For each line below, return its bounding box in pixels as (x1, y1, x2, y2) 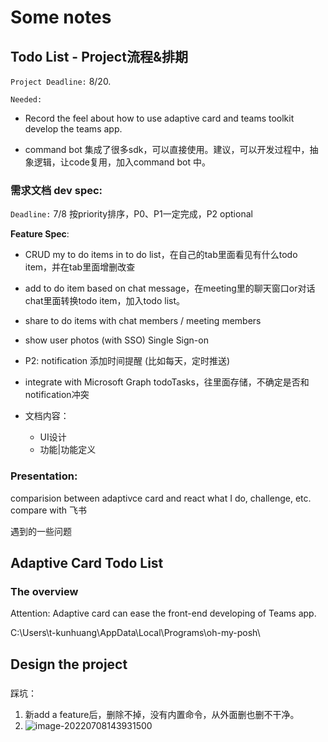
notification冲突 (24, 389, 90, 401)
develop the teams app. (24, 123, 123, 135)
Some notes (10, 6, 112, 29)
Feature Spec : (10, 228, 70, 240)
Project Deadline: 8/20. (10, 76, 112, 87)
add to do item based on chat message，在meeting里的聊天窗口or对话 (24, 282, 316, 295)
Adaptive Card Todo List (10, 554, 164, 571)
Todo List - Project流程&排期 (10, 48, 189, 65)
